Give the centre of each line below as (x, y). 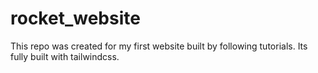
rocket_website (75, 18)
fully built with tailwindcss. (65, 56)
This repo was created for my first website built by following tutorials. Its (159, 46)
